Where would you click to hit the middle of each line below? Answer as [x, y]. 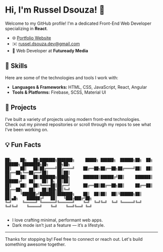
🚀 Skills [16, 66]
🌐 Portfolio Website [32, 38]
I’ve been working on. [27, 129]
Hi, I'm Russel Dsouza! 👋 [55, 10]
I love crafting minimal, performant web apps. [57, 220]
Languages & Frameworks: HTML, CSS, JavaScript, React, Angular [79, 87]
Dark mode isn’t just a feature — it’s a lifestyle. [58, 225]
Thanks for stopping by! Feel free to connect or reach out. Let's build [74, 239]
